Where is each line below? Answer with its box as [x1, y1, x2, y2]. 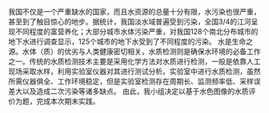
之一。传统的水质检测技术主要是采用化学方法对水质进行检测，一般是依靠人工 [8, 56, 261, 66]
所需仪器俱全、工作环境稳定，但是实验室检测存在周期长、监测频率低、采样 [8, 76, 254, 86]
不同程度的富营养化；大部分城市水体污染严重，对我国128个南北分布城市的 [14, 27, 259, 36]
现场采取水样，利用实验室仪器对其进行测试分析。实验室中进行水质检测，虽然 [8, 67, 261, 76]
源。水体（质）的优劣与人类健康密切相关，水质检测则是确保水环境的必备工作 [8, 47, 261, 56]
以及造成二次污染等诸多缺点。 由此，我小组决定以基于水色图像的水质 [22, 87, 249, 95]
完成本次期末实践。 [35, 96, 100, 106]
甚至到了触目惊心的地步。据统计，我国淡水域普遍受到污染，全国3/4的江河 [8, 17, 251, 26]
